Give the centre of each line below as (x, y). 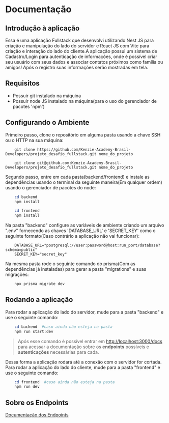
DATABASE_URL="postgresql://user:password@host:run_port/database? (87, 245)
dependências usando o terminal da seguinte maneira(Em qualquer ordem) (84, 182)
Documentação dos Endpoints (37, 415)
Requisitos (22, 83)
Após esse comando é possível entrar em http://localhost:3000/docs (90, 341)
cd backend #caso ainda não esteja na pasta (64, 327)
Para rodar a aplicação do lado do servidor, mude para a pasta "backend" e (84, 312)
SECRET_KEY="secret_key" (41, 255)
